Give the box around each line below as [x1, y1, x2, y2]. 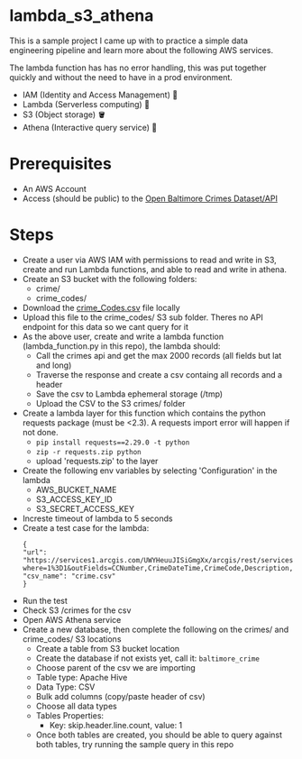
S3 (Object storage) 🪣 [22, 109, 106, 120]
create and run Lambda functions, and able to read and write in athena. [22, 263, 287, 275]
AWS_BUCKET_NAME [35, 484, 117, 495]
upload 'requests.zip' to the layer [35, 455, 159, 466]
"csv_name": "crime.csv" [22, 572, 116, 581]
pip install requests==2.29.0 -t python [35, 438, 190, 447]
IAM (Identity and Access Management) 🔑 [22, 89, 178, 100]
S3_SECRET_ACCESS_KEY [35, 503, 135, 514]
